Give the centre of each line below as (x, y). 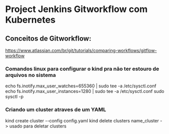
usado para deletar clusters (38, 126)
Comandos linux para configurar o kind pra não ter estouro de (82, 69)
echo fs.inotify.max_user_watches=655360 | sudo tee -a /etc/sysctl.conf (81, 86)
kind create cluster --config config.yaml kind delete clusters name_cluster (82, 120)
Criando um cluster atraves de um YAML (56, 110)
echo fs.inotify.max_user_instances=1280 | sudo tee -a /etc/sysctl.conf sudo (85, 91)
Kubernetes (31, 20)
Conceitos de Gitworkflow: (48, 38)
